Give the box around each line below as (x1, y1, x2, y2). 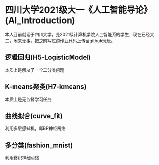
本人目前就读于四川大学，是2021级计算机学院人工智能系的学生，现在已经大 (5, 31, 155, 37)
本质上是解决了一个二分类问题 (5, 67, 64, 73)
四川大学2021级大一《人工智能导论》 (5, 4, 152, 15)
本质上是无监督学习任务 (5, 96, 52, 102)
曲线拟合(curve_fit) (5, 112, 63, 120)
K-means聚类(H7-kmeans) (5, 83, 87, 91)
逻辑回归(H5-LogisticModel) (5, 53, 91, 61)
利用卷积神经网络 (5, 155, 39, 161)
